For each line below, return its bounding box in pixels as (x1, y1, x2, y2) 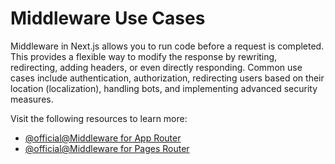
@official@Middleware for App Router (24, 132, 182, 144)
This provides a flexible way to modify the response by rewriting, (10, 50, 278, 62)
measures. (10, 93, 54, 105)
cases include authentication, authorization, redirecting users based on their (10, 72, 325, 84)
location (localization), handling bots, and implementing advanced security (10, 82, 318, 94)
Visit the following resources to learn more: (10, 112, 188, 124)
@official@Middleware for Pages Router (24, 142, 190, 154)
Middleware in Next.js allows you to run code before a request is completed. (10, 40, 325, 52)
